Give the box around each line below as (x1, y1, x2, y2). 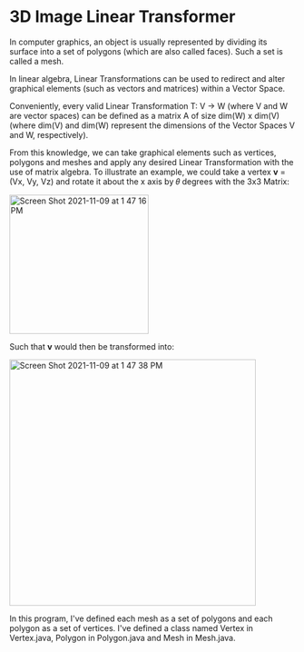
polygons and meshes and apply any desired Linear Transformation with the (9, 156, 294, 167)
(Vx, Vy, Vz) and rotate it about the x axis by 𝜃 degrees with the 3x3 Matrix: (9, 175, 290, 187)
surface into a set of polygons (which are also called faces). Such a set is (9, 45, 283, 56)
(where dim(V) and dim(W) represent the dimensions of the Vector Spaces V (9, 120, 296, 131)
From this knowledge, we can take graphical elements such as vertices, (9, 147, 277, 158)
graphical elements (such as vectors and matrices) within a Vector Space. (9, 83, 286, 94)
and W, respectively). (9, 129, 89, 140)
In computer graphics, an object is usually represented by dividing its (9, 36, 268, 47)
